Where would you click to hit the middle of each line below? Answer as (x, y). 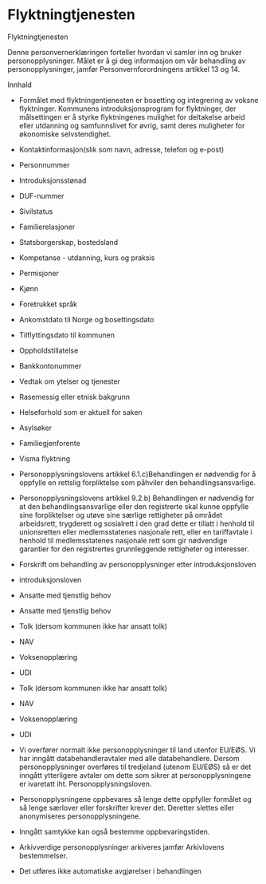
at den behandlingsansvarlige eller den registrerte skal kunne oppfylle (134, 506)
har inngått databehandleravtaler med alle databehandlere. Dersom (129, 758)
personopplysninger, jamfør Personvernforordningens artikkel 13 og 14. (124, 69)
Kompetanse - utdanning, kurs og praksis (87, 258)
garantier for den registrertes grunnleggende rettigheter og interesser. (134, 549)
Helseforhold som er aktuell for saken (80, 412)
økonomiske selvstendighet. (65, 134)
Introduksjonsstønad (53, 180)
